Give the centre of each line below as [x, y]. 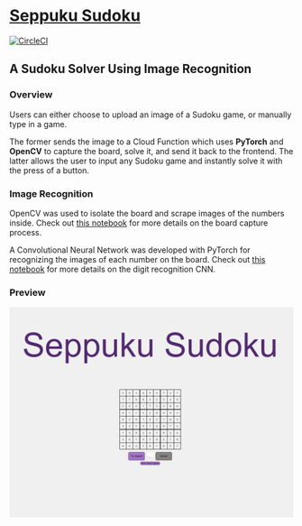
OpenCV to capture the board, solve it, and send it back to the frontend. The [151, 151]
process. [26, 232]
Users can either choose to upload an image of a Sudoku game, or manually [151, 115]
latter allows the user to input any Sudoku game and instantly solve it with [146, 161]
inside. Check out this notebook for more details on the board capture [139, 223]
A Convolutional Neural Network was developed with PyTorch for [130, 250]
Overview [31, 95]
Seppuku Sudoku [75, 16]
